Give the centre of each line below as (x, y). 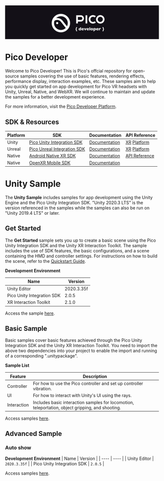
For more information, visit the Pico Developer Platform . (61, 106)
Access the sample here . (30, 313)
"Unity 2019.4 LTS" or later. (32, 213)
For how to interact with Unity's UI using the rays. (82, 396)
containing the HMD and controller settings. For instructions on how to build (81, 256)
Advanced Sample (33, 434)
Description (95, 376)
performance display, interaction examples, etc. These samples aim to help (81, 81)
